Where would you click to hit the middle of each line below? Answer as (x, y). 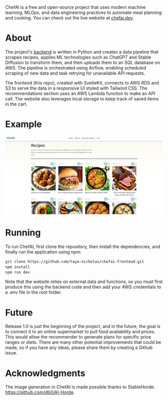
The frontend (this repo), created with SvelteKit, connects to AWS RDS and (82, 82)
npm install (17, 267)
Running (23, 233)
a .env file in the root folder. (33, 292)
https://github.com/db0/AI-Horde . (40, 392)
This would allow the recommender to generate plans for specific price (78, 337)
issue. (11, 353)
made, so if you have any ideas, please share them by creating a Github (79, 347)
